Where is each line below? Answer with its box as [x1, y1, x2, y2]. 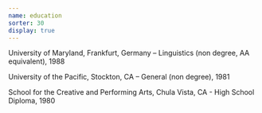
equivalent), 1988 [8, 56, 65, 66]
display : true [8, 26, 56, 34]
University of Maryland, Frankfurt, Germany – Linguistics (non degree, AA [8, 49, 250, 58]
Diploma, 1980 [8, 96, 56, 106]
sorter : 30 [8, 19, 45, 27]
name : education [8, 11, 62, 20]
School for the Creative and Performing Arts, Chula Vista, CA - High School [8, 88, 255, 97]
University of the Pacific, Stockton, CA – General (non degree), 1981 [8, 72, 230, 82]
